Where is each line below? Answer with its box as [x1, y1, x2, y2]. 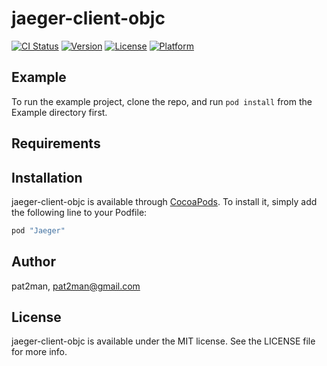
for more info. [11, 346, 68, 358]
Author [11, 253, 56, 271]
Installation [11, 169, 83, 186]
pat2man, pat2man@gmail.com [11, 280, 141, 292]
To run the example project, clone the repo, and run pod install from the [11, 95, 313, 107]
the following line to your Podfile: [11, 206, 148, 218]
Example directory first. [11, 106, 108, 118]
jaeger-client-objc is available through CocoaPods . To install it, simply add [11, 195, 318, 207]
